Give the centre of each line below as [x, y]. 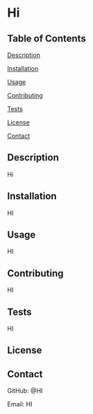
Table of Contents [47, 39]
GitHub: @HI [25, 391]
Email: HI [20, 404]
